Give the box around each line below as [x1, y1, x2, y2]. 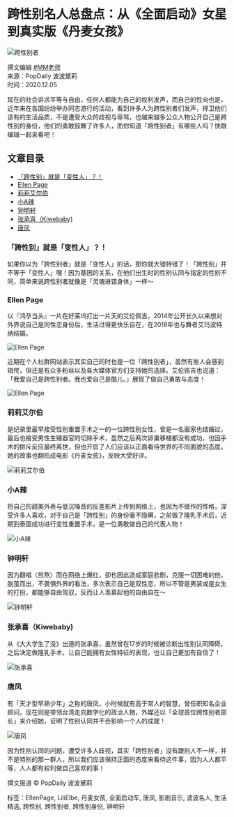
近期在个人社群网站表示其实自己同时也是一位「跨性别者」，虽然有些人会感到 [7, 357, 224, 366]
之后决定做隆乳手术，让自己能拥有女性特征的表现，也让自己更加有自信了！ [7, 648, 221, 657]
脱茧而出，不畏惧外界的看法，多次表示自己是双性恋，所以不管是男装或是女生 [7, 580, 227, 588]
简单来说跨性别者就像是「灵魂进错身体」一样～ [19, 277, 154, 286]
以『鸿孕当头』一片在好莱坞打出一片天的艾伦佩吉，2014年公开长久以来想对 [7, 312, 223, 320]
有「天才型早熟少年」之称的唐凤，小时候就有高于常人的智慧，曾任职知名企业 [7, 699, 227, 707]
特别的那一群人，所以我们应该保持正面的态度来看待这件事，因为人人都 [19, 755, 221, 763]
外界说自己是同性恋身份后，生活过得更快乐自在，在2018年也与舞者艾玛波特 [7, 320, 223, 329]
